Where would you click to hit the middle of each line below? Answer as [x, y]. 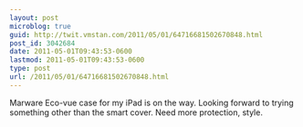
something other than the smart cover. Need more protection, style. [136, 112]
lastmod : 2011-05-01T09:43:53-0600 [77, 60]
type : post [30, 69]
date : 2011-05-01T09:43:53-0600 [71, 52]
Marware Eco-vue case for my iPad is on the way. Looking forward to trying [151, 103]
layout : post [34, 18]
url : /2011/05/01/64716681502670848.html [89, 77]
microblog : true [40, 26]
